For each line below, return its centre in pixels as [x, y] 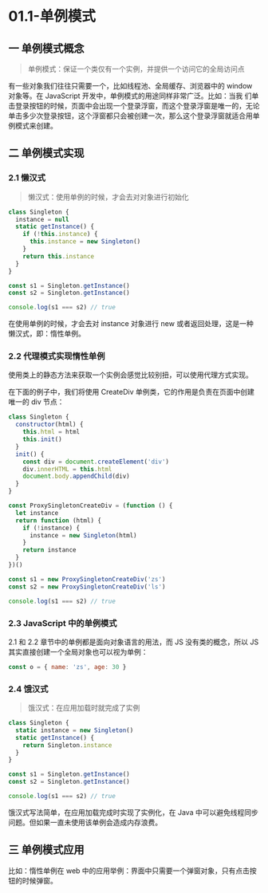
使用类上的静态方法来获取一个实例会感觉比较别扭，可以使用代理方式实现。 [130, 375]
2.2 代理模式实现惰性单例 [57, 356]
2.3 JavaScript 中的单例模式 [63, 623]
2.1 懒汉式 [27, 178]
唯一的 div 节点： [36, 402]
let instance [37, 513]
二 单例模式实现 [46, 153]
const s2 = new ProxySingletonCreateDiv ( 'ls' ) [87, 587]
